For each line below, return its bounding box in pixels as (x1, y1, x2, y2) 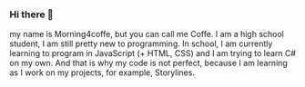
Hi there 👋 (9, 8, 55, 21)
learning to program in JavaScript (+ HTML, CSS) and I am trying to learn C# (9, 48, 297, 59)
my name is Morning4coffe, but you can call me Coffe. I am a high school (9, 29, 284, 40)
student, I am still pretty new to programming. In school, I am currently (9, 38, 273, 49)
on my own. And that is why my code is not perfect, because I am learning (9, 58, 289, 69)
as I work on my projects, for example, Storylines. (9, 67, 196, 78)
